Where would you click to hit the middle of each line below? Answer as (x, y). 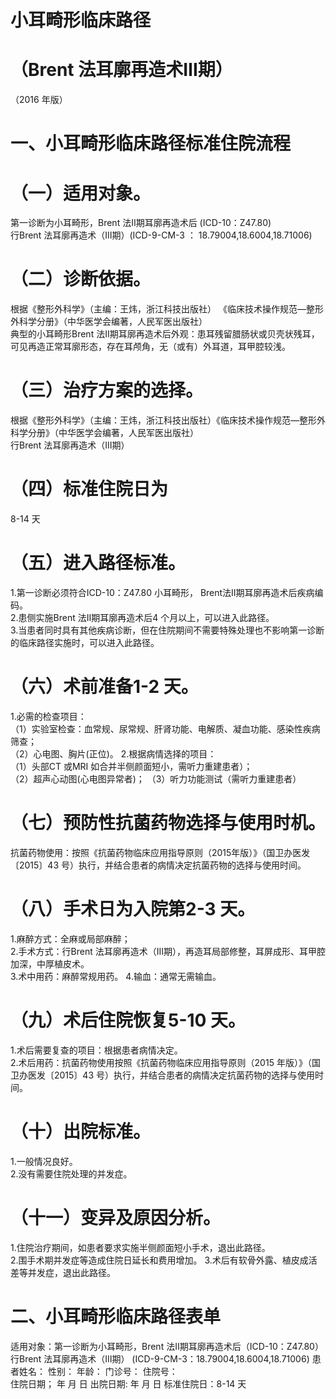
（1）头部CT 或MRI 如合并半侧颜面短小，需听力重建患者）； (131, 766)
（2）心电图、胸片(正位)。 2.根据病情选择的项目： (113, 753)
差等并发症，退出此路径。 (63, 1272)
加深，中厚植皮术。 (50, 963)
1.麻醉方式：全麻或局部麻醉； (70, 938)
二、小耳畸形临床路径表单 (116, 1316)
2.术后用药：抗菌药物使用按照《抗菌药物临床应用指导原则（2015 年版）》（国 (165, 1062)
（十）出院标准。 (81, 1131)
